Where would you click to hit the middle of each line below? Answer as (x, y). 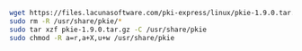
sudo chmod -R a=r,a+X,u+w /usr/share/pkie (92, 38)
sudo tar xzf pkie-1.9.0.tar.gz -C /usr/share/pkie (108, 30)
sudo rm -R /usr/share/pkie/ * (66, 21)
